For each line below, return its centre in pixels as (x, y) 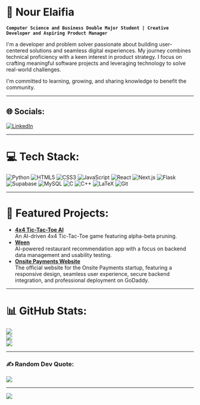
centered (17, 51)
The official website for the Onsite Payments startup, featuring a (93, 268)
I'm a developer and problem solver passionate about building (82, 44)
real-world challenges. (34, 69)
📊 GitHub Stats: (47, 311)
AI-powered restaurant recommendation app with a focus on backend (100, 249)
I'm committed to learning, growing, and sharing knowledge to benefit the (96, 81)
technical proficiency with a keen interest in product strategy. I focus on (94, 56)
